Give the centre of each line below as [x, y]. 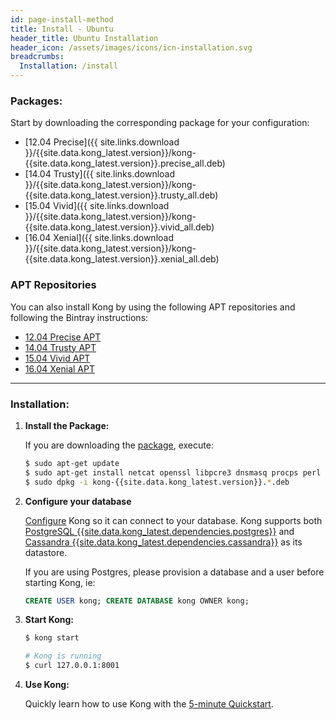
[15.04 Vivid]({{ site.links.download [97, 206]
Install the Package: [67, 425]
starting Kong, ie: [60, 582]
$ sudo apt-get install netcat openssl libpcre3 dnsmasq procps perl [173, 472]
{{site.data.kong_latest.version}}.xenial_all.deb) [122, 259]
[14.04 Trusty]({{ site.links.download [100, 174]
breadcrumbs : [37, 57]
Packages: [36, 101]
